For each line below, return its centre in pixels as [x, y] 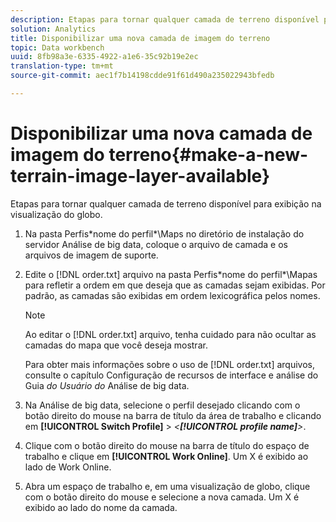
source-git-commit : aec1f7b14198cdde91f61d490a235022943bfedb [142, 76]
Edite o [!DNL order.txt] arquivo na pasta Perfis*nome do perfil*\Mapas [171, 274]
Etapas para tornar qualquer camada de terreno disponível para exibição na [166, 203]
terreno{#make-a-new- [208, 155]
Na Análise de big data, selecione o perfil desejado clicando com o [162, 405]
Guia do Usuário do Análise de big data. [107, 385]
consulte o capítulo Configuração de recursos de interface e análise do [171, 375]
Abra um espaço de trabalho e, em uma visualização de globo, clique [167, 486]
